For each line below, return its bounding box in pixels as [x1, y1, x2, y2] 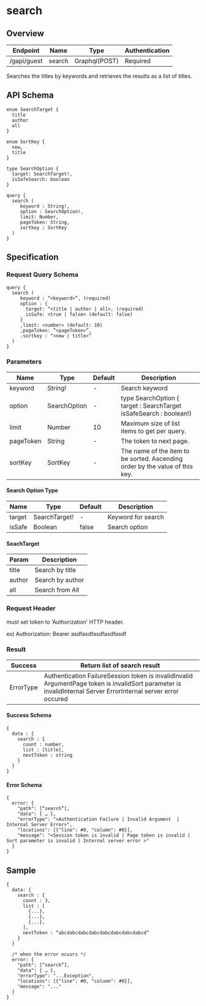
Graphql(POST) [74, 56, 119, 65]
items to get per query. [120, 427, 187, 435]
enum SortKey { [6, 139, 45, 145]
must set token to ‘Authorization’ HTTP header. [6, 618, 124, 625]
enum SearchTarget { [6, 106, 59, 112]
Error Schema [6, 781, 42, 789]
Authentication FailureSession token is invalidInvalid [44, 671, 193, 680]
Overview [6, 28, 45, 39]
